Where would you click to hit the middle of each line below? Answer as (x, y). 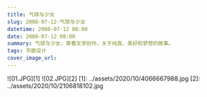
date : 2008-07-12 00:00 (41, 36)
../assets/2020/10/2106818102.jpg (55, 85)
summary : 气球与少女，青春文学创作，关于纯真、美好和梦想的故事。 (90, 44)
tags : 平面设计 (27, 51)
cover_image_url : (32, 58)
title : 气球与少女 (31, 14)
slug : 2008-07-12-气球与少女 (47, 22)
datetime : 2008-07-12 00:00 (48, 29)
